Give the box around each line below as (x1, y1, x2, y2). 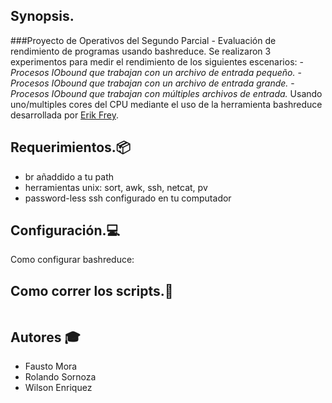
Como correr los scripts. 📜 (10, 282, 174, 299)
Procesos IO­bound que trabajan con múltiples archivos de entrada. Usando (10, 87, 323, 99)
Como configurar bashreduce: (10, 254, 135, 266)
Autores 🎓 (10, 329, 81, 346)
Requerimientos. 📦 (10, 139, 131, 156)
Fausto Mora (24, 360, 78, 373)
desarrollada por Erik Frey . (10, 109, 120, 121)
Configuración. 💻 (10, 222, 121, 239)
